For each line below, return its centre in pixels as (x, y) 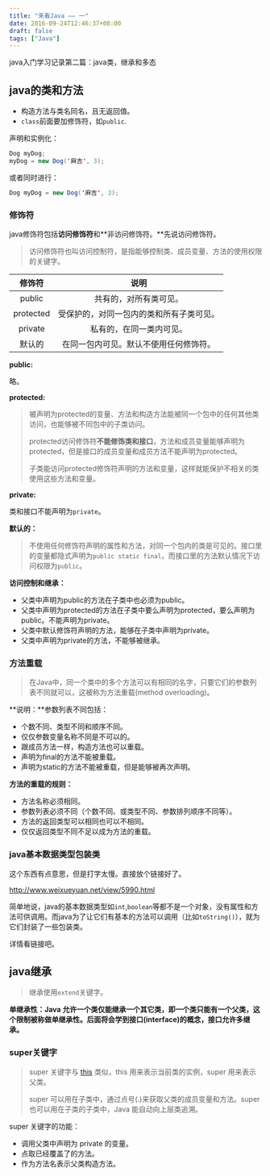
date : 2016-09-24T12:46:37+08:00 (65, 23)
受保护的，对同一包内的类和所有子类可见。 (139, 314)
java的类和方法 (46, 90)
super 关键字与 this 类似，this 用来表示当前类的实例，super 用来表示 (143, 1072)
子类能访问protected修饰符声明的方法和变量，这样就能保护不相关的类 (144, 468)
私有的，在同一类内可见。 (139, 329)
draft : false (31, 31)
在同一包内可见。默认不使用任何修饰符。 (139, 344)
